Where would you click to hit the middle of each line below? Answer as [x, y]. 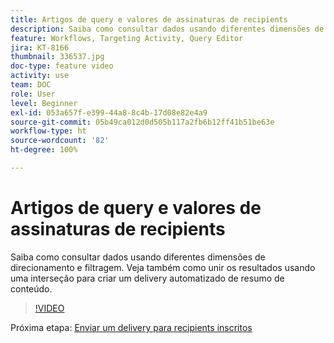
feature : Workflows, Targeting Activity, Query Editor [127, 38]
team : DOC [31, 85]
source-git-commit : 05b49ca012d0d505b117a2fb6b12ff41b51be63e [142, 122]
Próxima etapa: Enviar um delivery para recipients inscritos [131, 327]
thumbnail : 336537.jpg [57, 57]
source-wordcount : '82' [60, 141]
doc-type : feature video [62, 66]
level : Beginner [44, 103]
